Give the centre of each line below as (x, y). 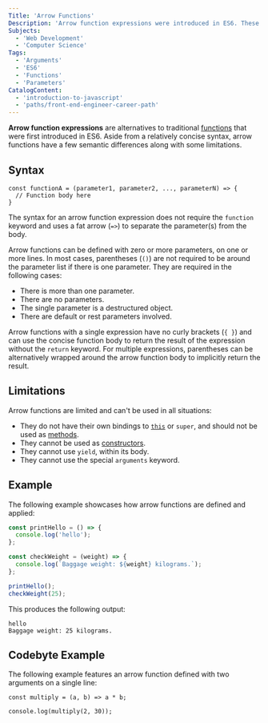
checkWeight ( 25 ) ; (37, 593)
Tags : (17, 53)
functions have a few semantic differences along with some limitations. (125, 145)
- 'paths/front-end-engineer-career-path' (87, 105)
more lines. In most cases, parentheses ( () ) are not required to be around (129, 258)
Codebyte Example (57, 655)
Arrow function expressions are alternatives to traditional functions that (128, 128)
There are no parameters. (62, 299)
